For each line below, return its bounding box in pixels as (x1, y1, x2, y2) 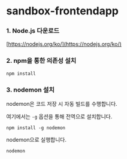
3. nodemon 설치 (6, 85, 55, 94)
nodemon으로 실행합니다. (6, 136, 67, 143)
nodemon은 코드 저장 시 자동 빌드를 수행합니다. (6, 100, 118, 108)
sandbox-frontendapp (6, 4, 119, 18)
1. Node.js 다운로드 (6, 27, 60, 35)
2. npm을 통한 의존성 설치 (6, 57, 77, 65)
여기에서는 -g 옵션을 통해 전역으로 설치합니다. (6, 113, 113, 120)
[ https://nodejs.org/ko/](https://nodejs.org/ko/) (6, 41, 122, 48)
